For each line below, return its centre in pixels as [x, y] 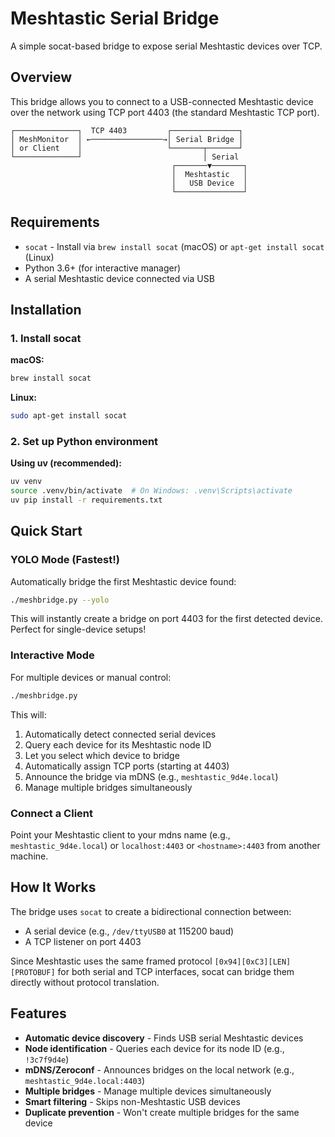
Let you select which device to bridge [102, 755]
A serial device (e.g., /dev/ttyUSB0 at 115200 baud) [129, 931]
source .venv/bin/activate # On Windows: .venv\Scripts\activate [151, 491]
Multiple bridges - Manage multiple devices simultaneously [148, 1091]
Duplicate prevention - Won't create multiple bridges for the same [162, 1112]
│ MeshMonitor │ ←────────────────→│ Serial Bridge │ [127, 139]
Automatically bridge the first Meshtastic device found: [123, 581]
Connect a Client [52, 813]
